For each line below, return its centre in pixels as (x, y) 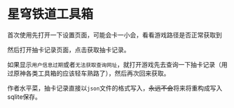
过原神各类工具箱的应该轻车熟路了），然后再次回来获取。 (89, 73)
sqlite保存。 (25, 97)
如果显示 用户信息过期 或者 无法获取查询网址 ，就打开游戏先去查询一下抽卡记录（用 (117, 64)
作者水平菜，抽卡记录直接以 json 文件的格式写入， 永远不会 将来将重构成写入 (115, 88)
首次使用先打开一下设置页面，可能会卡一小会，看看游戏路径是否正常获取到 (115, 35)
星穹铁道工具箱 (50, 14)
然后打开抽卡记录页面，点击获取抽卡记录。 (69, 49)
